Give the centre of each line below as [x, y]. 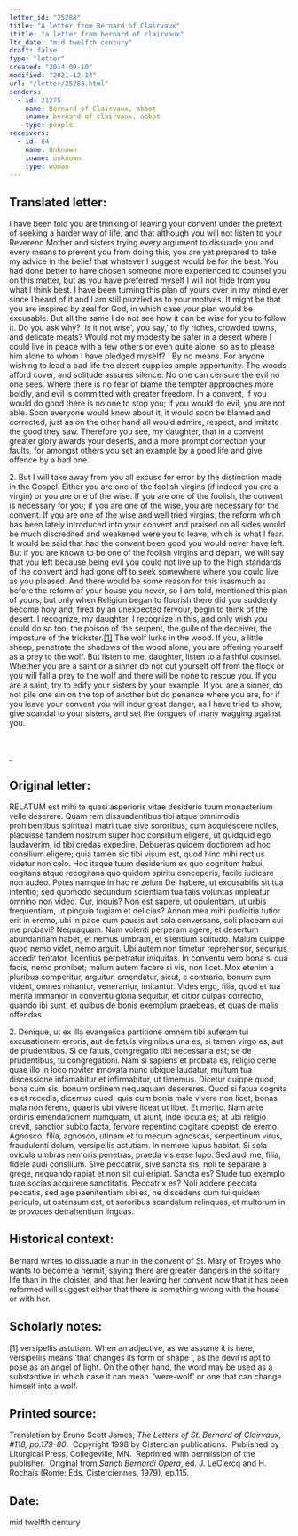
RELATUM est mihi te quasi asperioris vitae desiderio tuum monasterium [141, 807]
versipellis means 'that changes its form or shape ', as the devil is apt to [140, 1357]
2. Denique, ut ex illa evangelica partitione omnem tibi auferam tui [129, 1032]
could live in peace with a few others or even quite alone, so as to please [142, 347]
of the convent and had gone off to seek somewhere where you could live [144, 572]
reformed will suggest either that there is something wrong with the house [145, 1289]
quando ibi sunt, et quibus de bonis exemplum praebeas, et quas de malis [144, 1005]
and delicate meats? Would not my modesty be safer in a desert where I [141, 337]
